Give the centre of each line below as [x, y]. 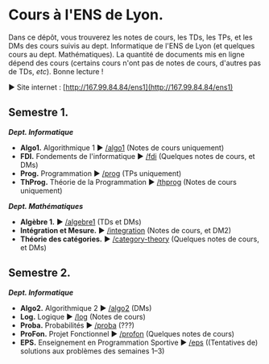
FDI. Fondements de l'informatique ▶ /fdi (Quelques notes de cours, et [137, 156]
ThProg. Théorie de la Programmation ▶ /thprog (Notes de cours [128, 182]
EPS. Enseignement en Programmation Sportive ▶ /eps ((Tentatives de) [139, 342]
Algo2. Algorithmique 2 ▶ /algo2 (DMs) [86, 308]
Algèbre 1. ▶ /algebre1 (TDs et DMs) [81, 222]
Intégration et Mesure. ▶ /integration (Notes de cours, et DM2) [126, 230]
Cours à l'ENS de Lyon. [86, 15]
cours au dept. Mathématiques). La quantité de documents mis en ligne [127, 54]
